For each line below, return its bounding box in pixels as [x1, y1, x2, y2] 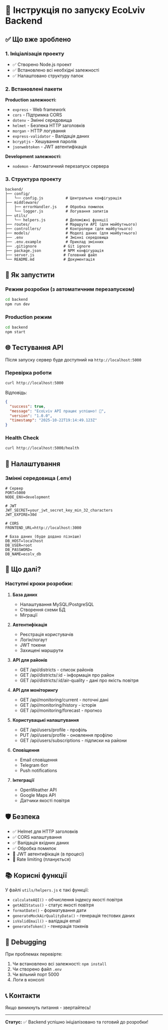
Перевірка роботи [5, 369, 52, 376]
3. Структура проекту [5, 176, 61, 183]
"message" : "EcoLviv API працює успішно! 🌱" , [9, 408, 106, 413]
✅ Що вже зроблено [5, 35, 71, 44]
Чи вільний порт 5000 [12, 971, 59, 977]
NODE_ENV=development [5, 495, 50, 500]
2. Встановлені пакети [5, 85, 62, 92]
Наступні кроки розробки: [5, 580, 73, 587]
